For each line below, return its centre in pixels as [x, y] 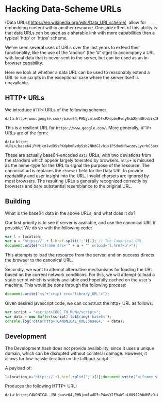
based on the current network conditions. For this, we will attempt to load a [80, 275]
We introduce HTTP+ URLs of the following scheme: [56, 110]
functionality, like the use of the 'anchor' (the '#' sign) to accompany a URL [80, 53]
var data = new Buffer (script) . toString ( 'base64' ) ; [58, 317]
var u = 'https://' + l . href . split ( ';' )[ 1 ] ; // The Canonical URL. [75, 241]
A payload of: [18, 368]
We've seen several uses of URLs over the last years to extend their [73, 47]
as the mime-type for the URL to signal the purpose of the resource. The [77, 165]
